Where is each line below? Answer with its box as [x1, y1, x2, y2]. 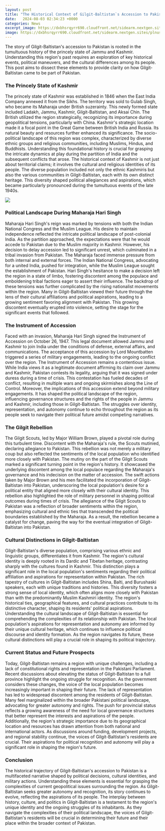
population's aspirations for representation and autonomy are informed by [5, 621, 155, 627]
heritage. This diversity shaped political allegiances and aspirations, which [5, 177, 156, 183]
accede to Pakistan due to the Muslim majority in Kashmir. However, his [5, 241, 150, 247]
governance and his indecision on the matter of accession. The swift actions [5, 472, 160, 478]
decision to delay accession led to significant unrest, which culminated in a [5, 247, 157, 253]
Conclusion [5, 757, 33, 763]
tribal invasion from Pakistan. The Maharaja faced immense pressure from [5, 252, 155, 258]
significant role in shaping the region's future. [5, 744, 97, 750]
